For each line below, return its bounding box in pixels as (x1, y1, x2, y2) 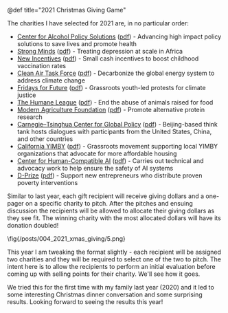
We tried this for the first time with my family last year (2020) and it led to (7, 283, 214, 291)
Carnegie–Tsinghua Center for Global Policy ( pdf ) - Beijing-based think (16, 120, 218, 128)
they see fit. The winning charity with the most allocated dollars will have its (7, 214, 221, 222)
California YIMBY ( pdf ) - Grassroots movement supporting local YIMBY (16, 142, 218, 150)
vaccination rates (16, 62, 67, 69)
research (16, 113, 43, 121)
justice (16, 91, 36, 99)
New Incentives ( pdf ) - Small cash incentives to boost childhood (16, 54, 199, 63)
